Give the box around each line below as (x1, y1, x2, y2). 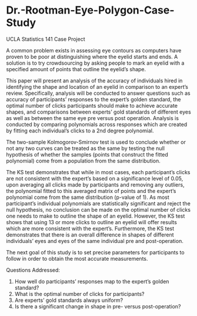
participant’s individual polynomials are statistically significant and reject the (6, 199, 191, 207)
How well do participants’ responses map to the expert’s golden (14, 278, 169, 285)
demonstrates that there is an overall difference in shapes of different (6, 231, 174, 238)
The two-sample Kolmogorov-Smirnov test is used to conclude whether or (6, 138, 186, 145)
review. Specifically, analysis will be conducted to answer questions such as (6, 89, 191, 97)
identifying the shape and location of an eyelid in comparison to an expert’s (6, 83, 189, 90)
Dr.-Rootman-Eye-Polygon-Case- (6, 4, 175, 17)
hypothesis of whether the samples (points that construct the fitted (6, 151, 169, 158)
